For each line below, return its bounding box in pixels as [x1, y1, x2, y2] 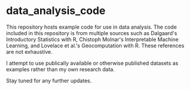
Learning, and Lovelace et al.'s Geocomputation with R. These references [6, 42, 185, 49]
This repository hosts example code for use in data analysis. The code [6, 23, 177, 30]
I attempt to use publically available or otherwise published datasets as [6, 60, 179, 67]
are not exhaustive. [6, 48, 53, 55]
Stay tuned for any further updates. [6, 77, 92, 84]
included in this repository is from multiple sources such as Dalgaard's [6, 29, 178, 36]
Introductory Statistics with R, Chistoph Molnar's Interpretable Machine [6, 36, 179, 43]
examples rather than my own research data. [6, 65, 115, 72]
